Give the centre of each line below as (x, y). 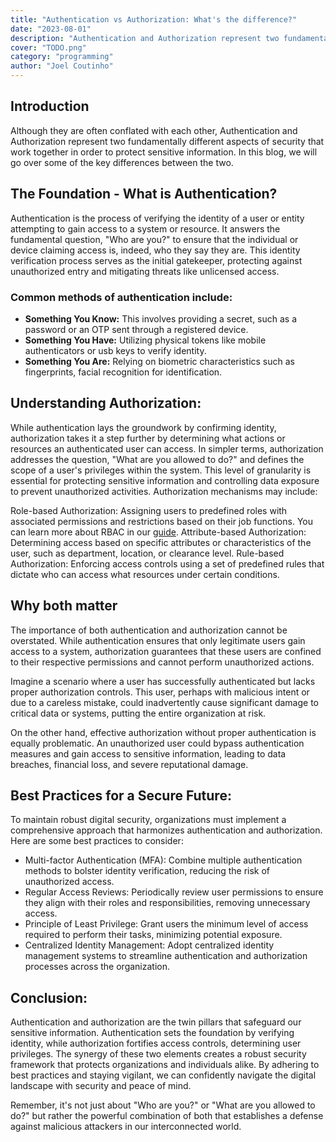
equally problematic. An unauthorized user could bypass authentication (157, 743)
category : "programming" (62, 57)
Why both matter (64, 606)
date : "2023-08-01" (51, 29)
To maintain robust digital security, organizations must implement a (148, 820)
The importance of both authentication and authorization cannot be (149, 630)
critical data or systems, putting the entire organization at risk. (138, 713)
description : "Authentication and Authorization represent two (145, 38)
